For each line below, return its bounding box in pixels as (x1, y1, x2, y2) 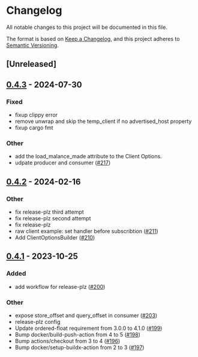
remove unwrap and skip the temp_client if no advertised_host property (14, 118, 192, 125)
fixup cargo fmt (14, 124, 53, 131)
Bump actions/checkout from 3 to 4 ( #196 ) (14, 337, 121, 344)
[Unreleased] (6, 59, 57, 69)
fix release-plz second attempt (14, 215, 91, 222)
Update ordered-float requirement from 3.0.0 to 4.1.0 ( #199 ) (14, 324, 163, 332)
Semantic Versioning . (6, 42, 59, 49)
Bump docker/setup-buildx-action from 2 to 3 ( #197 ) (14, 344, 145, 351)
